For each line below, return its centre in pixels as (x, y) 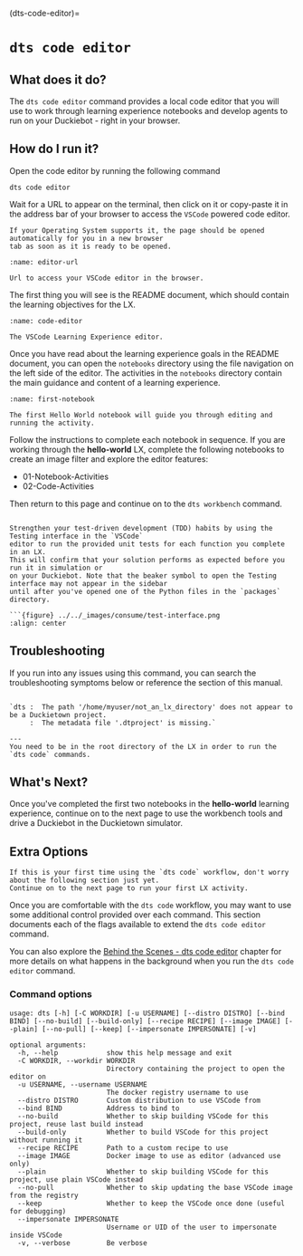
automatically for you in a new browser (87, 238)
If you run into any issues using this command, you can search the (133, 673)
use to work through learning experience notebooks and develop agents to (148, 111)
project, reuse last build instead (76, 1124)
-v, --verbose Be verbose (82, 1243)
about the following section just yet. (85, 881)
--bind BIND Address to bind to (99, 1108)
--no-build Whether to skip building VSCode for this (143, 1116)
